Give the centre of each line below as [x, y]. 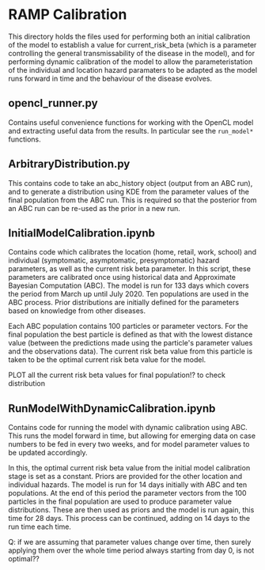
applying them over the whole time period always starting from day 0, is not [131, 550]
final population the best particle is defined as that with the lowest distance [131, 334]
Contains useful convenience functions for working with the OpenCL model [131, 122]
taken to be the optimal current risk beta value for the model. [107, 360]
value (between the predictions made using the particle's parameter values [131, 343]
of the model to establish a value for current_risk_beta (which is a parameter [132, 44]
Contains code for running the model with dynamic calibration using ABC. [128, 428]
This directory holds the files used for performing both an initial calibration [129, 36]
